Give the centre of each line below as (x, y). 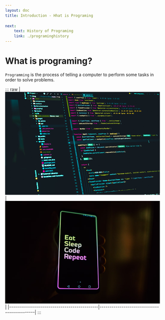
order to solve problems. (30, 80)
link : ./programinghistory (41, 36)
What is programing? (49, 61)
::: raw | (13, 89)
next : (11, 26)
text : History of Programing (44, 31)
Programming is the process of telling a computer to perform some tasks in (80, 74)
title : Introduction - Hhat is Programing (49, 15)
